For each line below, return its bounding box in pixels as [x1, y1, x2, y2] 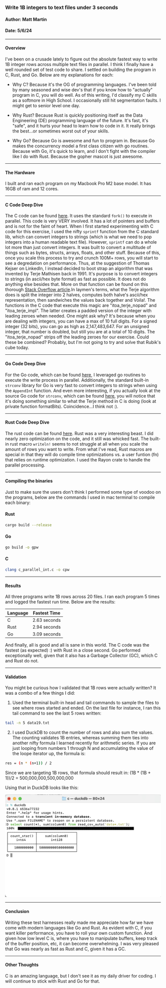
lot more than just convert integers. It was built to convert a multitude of [5, 245, 151, 251]
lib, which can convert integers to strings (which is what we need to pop [5, 234, 152, 240]
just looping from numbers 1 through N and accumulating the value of [12, 745, 154, 751]
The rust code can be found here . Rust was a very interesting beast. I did [5, 430, 154, 436]
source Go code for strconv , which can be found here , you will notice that [5, 393, 156, 398]
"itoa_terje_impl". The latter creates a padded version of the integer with [5, 308, 152, 314]
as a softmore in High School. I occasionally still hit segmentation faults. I [12, 97, 161, 103]
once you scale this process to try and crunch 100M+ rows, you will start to [5, 255, 159, 261]
